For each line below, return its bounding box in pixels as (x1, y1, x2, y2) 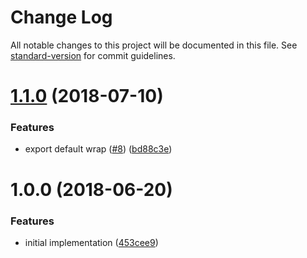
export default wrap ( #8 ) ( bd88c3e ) (24, 143, 173, 155)
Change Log (10, 6, 113, 29)
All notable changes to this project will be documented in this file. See (10, 39, 298, 51)
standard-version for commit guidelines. (10, 49, 176, 61)
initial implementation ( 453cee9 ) (24, 236, 159, 248)
